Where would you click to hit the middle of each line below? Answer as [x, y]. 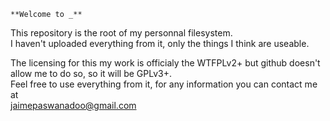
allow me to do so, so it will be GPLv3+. [91, 73]
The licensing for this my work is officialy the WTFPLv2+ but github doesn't [165, 63]
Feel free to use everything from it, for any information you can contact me [164, 84]
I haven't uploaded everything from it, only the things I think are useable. [160, 43]
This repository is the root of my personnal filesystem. [121, 33]
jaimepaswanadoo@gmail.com [73, 105]
